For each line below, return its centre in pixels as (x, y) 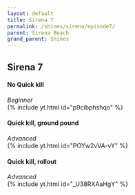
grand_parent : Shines (38, 39)
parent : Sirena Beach (38, 33)
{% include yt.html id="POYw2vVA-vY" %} (68, 145)
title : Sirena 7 (30, 20)
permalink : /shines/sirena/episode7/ (61, 26)
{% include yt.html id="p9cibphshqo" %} (65, 107)
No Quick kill (26, 85)
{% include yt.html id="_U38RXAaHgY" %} (68, 184)
